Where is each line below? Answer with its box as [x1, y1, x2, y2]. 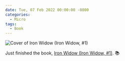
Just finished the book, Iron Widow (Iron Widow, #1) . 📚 [5, 50, 120, 56]
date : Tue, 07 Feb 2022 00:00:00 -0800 [5, 7, 89, 13]
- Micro [10, 17, 26, 22]
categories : [5, 12, 30, 17]
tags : [5, 21, 17, 27]
